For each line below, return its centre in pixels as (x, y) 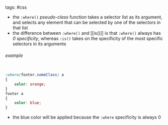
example (14, 55)
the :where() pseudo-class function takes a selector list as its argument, (87, 17)
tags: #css (16, 7)
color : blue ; (28, 103)
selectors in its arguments (39, 44)
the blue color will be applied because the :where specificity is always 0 (87, 117)
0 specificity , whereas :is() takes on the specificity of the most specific (88, 38)
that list (20, 28)
